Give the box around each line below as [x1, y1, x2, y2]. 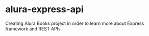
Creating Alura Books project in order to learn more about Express [5, 20, 144, 26]
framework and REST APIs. [5, 25, 62, 31]
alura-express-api [5, 4, 84, 15]
